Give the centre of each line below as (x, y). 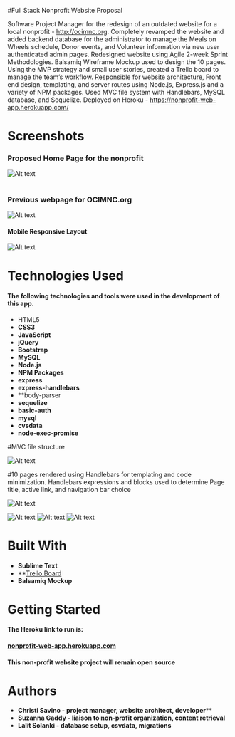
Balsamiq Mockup (45, 580)
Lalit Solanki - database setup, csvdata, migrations (94, 726)
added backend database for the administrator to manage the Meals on (112, 39)
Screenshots (46, 136)
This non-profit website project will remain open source (92, 662)
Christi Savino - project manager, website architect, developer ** (115, 711)
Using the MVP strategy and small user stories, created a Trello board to (113, 69)
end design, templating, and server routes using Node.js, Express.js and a (116, 84)
